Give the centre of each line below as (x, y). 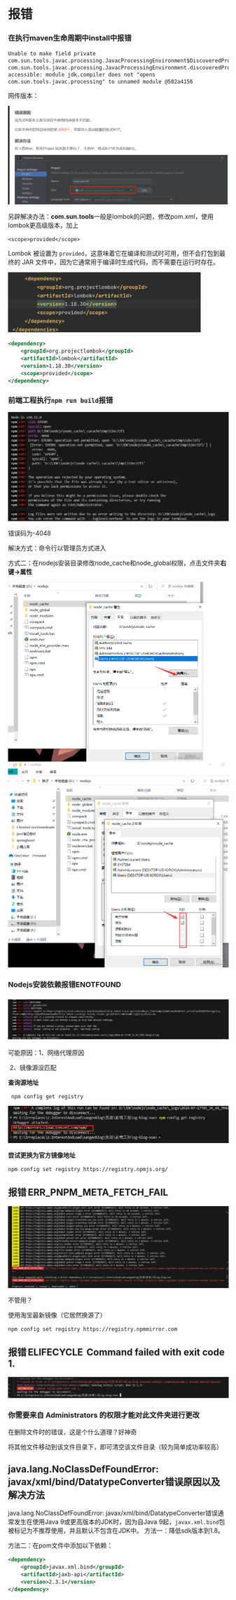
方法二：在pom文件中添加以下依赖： (61, 1545)
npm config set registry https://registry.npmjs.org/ (88, 1169)
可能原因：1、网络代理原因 (46, 1053)
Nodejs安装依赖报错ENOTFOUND (65, 984)
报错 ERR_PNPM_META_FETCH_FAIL (88, 1192)
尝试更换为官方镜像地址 (42, 1155)
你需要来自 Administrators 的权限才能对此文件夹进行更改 (104, 1415)
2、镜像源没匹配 (33, 1068)
